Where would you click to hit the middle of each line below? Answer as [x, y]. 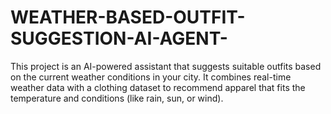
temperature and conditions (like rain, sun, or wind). [117, 98]
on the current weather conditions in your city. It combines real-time [151, 77]
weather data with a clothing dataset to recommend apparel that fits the [158, 87]
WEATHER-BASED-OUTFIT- [128, 17]
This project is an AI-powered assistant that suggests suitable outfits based [166, 66]
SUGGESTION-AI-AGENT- [119, 38]
